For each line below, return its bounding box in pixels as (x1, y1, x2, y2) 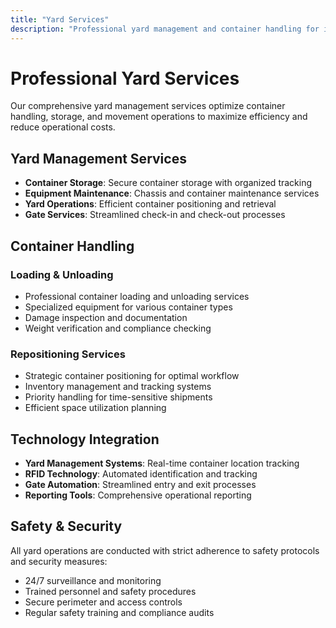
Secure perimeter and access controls (24, 596, 183, 608)
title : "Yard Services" (10, 14, 110, 25)
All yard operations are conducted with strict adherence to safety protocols (10, 544, 320, 556)
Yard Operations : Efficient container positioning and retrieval (24, 198, 277, 210)
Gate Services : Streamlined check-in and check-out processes (24, 209, 286, 221)
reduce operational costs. (10, 121, 116, 133)
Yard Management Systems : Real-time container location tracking (24, 457, 300, 470)
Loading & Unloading (10, 267, 114, 281)
